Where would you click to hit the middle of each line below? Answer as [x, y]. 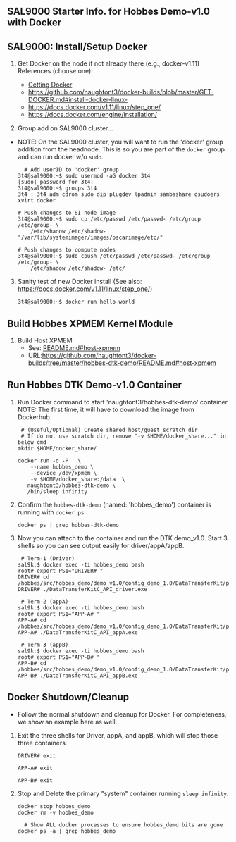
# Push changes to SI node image [67, 213]
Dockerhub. [35, 417]
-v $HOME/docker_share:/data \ [78, 479]
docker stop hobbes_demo [54, 806]
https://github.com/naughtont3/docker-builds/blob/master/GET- [121, 92]
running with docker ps [51, 512]
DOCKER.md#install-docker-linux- [78, 100]
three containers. [42, 743]
